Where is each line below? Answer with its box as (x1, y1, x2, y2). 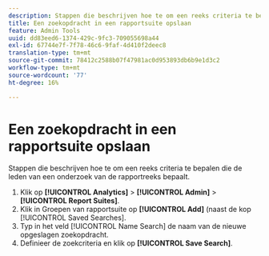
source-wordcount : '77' (8, 71, 88, 79)
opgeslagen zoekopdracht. (19, 230, 110, 240)
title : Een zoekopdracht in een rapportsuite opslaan (8, 19, 192, 27)
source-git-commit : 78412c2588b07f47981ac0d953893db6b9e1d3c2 (8, 57, 220, 65)
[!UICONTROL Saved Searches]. (19, 213, 126, 222)
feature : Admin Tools (8, 26, 81, 34)
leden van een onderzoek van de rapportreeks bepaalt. (8, 172, 191, 182)
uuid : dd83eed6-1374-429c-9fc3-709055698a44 (8, 34, 159, 42)
